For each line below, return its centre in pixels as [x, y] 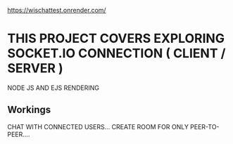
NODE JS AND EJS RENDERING [53, 88]
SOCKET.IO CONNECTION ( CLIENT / [116, 54]
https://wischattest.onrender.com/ [57, 10]
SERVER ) [35, 68]
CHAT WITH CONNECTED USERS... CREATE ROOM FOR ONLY [98, 126]
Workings [29, 110]
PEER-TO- [204, 126]
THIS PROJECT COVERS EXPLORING [116, 39]
